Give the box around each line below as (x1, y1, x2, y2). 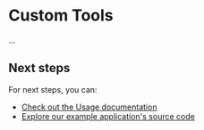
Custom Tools (8, 5, 114, 26)
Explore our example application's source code (21, 110, 196, 121)
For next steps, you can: (8, 84, 98, 94)
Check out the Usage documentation (21, 102, 157, 112)
